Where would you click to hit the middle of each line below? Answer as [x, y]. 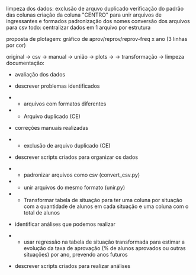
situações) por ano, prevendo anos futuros [76, 255]
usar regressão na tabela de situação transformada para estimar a [104, 242]
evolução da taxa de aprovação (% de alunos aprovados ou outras [105, 248]
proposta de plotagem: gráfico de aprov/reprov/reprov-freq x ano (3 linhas [97, 39]
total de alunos [42, 212]
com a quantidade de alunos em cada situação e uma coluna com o [106, 206]
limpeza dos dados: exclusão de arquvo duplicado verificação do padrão [95, 9]
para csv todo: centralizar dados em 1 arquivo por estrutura [78, 27]
